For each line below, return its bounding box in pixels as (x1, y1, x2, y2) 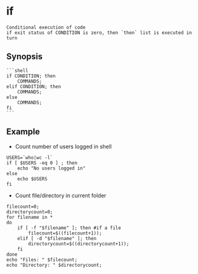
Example (6, 126, 40, 137)
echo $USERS (17, 176, 48, 182)
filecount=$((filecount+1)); (28, 230, 102, 236)
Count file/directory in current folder (15, 191, 107, 199)
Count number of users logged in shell (15, 143, 112, 150)
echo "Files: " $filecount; (6, 256, 78, 262)
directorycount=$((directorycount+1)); (28, 241, 130, 247)
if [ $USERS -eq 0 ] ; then (6, 160, 78, 166)
